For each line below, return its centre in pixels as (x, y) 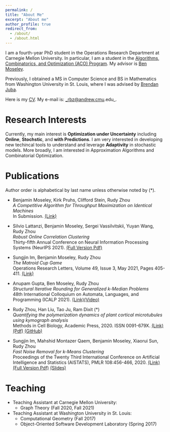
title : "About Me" (25, 15)
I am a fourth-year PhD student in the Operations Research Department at (82, 53)
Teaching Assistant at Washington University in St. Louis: (72, 413)
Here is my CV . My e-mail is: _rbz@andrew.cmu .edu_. (61, 99)
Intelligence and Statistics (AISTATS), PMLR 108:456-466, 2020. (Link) (86, 362)
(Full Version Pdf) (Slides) (39, 368)
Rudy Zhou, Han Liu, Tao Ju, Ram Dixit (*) (56, 309)
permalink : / (19, 10)
